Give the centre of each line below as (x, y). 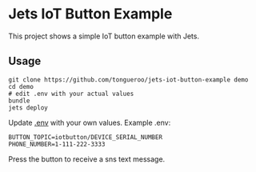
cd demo (21, 86)
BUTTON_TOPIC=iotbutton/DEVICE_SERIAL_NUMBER (85, 137)
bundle (19, 101)
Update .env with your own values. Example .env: (90, 122)
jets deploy (28, 108)
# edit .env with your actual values (71, 94)
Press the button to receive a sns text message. (87, 159)
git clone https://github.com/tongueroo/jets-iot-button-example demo (128, 80)
